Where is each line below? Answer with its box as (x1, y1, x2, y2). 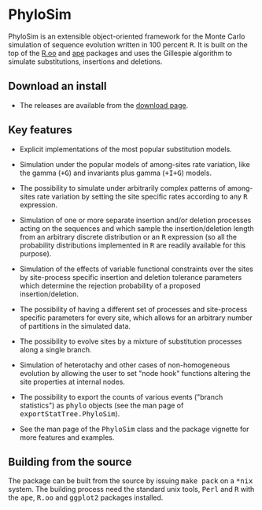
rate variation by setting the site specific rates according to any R (36, 192, 248, 201)
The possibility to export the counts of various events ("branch (19, 392, 223, 401)
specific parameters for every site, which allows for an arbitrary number (19, 313, 253, 322)
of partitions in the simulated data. (19, 321, 131, 330)
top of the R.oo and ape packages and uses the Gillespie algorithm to (8, 48, 232, 58)
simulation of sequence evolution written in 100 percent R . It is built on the (8, 39, 248, 49)
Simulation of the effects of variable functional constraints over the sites (19, 264, 253, 274)
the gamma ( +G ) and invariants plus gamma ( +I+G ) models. (19, 168, 212, 177)
